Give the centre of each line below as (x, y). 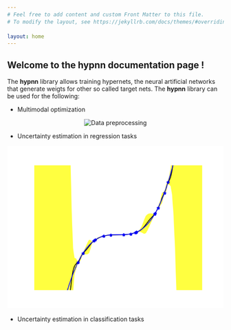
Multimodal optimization (51, 109)
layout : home (26, 36)
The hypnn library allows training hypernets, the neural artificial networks (111, 82)
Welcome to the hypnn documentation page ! (106, 65)
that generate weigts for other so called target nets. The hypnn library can (112, 89)
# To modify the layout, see (49, 22)
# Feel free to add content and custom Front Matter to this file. (106, 14)
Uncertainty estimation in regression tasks (77, 136)
